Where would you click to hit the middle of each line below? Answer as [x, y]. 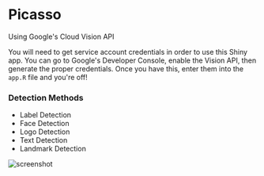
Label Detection [45, 115]
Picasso [35, 15]
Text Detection [43, 140]
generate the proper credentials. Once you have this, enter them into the [126, 68]
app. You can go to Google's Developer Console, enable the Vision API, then [132, 60]
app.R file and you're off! [48, 77]
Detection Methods [46, 98]
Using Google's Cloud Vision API [61, 36]
